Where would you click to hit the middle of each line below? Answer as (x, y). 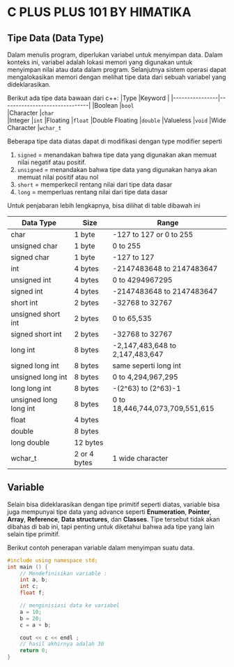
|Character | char (31, 113)
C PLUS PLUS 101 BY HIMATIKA (99, 12)
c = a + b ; (36, 625)
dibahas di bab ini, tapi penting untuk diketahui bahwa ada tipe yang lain (111, 526)
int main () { (28, 567)
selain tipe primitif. (34, 534)
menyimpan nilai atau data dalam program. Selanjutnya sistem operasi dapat (117, 70)
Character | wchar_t (34, 128)
